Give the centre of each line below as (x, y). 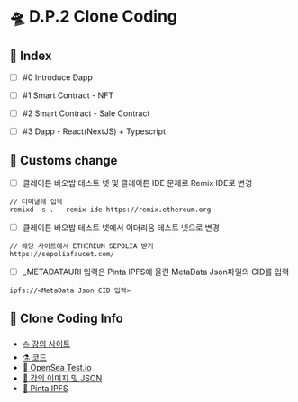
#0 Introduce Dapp (57, 77)
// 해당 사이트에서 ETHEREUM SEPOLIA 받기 (81, 246)
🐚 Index (31, 55)
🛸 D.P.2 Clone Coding (94, 17)
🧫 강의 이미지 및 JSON (62, 379)
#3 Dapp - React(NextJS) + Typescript (94, 131)
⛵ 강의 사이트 (46, 344)
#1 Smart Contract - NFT (68, 95)
